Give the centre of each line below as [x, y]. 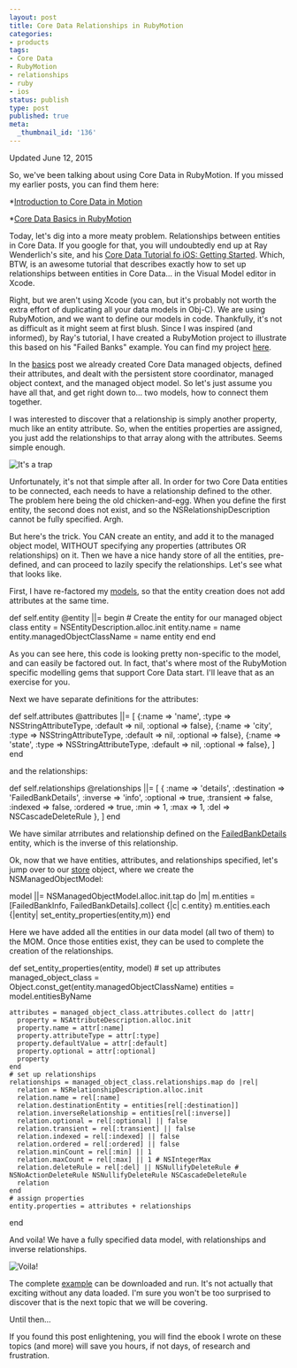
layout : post [33, 17]
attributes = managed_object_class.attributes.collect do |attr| [132, 1012]
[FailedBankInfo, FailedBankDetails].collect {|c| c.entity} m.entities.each [140, 905]
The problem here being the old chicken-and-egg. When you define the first [148, 500]
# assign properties [47, 1198]
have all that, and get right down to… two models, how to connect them [139, 392]
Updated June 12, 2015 [51, 158]
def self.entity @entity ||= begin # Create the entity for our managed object [146, 617]
